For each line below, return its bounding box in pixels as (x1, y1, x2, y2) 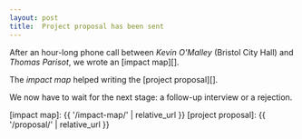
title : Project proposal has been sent (9, 22, 165, 31)
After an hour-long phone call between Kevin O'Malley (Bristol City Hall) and (9, 46, 294, 57)
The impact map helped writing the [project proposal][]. (9, 74, 219, 84)
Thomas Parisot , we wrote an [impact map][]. (9, 56, 180, 67)
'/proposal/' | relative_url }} (9, 119, 111, 130)
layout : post (9, 13, 59, 23)
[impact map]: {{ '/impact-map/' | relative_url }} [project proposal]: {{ (9, 109, 266, 120)
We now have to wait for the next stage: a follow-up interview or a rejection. (9, 92, 293, 103)
